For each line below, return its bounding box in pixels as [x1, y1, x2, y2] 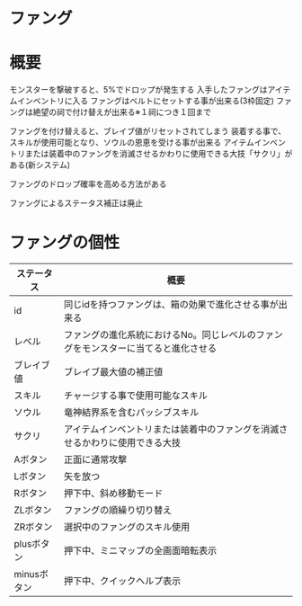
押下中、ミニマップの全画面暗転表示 [64, 545, 218, 557]
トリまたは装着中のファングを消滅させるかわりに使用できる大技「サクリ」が [9, 148, 293, 159]
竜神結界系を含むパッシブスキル [64, 406, 200, 419]
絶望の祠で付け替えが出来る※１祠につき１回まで [32, 107, 211, 118]
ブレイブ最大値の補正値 [64, 366, 164, 379]
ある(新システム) [9, 159, 70, 171]
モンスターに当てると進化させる [82, 343, 218, 355]
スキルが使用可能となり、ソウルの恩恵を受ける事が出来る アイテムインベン [9, 137, 286, 148]
